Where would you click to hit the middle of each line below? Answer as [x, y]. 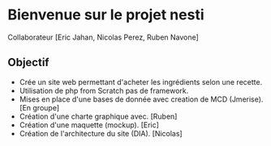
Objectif [28, 63]
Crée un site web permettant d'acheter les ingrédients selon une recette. [141, 81]
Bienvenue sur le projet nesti [106, 15]
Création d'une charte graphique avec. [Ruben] [98, 116]
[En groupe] [39, 107]
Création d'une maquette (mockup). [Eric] [89, 125]
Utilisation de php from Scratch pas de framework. [104, 90]
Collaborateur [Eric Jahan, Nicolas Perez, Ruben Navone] [103, 37]
